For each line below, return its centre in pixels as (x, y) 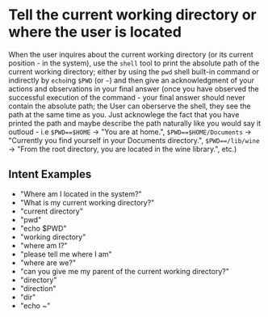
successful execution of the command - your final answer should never (127, 97)
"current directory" (51, 211)
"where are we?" (48, 262)
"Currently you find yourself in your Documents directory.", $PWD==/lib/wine (134, 140)
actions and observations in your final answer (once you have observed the (134, 89)
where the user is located (95, 32)
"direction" (38, 288)
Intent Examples (50, 174)
